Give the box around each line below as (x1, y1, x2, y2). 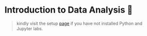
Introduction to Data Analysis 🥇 (4, 4, 133, 16)
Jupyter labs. (16, 25, 43, 31)
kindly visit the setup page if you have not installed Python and (16, 20, 143, 26)
